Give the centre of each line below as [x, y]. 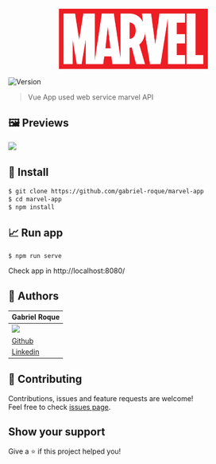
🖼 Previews [39, 123]
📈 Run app [36, 233]
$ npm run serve [35, 256]
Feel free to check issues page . [60, 407]
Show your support [57, 432]
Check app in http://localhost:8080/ [67, 271]
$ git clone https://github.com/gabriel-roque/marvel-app [106, 192]
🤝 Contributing [45, 379]
